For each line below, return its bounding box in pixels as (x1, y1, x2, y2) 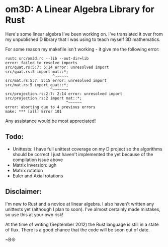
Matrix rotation (12, 167, 43, 173)
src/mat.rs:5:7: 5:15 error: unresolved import (5, 78, 107, 83)
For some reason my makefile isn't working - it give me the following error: (5, 46, 160, 52)
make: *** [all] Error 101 (5, 109, 62, 114)
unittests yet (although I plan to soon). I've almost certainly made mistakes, (5, 206, 161, 212)
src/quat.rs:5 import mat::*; (5, 69, 69, 74)
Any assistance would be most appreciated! (5, 118, 96, 124)
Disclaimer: (5, 187, 42, 196)
